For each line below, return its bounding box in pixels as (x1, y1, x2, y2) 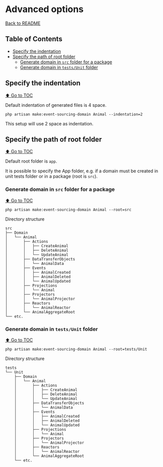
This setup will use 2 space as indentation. (5, 120, 94, 126)
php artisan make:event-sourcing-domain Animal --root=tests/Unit (5, 347, 147, 352)
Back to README (5, 20, 41, 26)
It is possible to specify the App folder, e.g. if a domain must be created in (5, 168, 158, 174)
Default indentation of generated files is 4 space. (5, 102, 107, 108)
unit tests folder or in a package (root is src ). (5, 173, 98, 179)
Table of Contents (5, 35, 63, 43)
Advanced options (5, 4, 84, 15)
